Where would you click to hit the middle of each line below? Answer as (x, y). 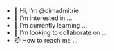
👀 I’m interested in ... (43, 18)
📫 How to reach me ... (46, 40)
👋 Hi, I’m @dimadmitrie (46, 11)
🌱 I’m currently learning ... (50, 25)
